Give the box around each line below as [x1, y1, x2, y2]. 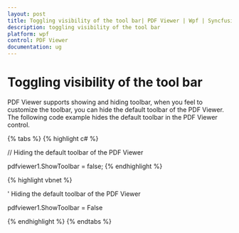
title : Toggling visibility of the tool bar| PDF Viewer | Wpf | [7, 17, 205, 24]
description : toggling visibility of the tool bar [7, 24, 161, 31]
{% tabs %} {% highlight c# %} [7, 134, 99, 143]
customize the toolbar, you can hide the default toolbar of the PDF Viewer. [7, 105, 224, 114]
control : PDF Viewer [7, 37, 69, 44]
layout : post [7, 10, 46, 18]
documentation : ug [7, 43, 62, 51]
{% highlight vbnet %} [7, 175, 73, 184]
